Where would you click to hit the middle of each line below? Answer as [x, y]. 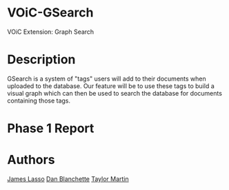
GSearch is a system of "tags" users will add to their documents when [107, 78]
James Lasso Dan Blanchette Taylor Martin [68, 179]
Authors [31, 160]
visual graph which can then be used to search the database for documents [115, 93]
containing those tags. [39, 101]
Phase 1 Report [51, 128]
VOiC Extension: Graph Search [51, 32]
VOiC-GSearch [50, 13]
